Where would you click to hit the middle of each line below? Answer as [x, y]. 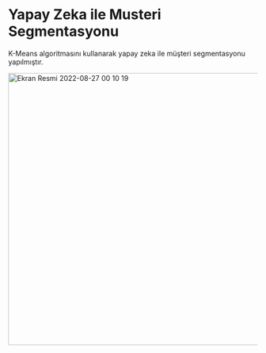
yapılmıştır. [26, 62]
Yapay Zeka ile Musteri [85, 15]
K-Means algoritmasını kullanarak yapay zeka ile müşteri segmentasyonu [127, 53]
